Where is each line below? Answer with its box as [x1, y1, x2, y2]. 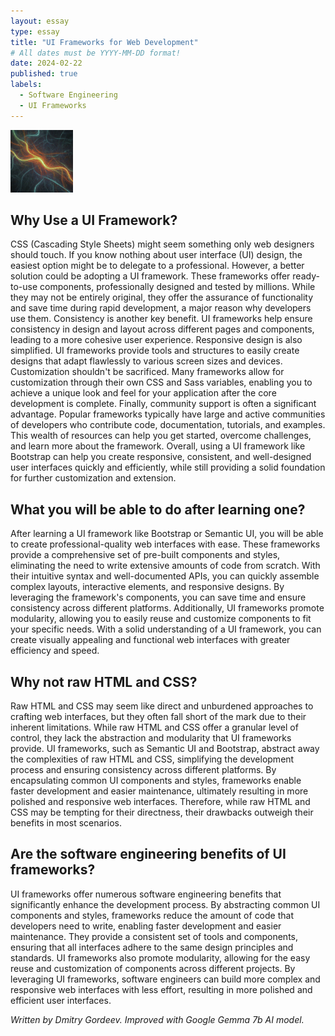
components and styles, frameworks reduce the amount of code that [10, 909, 294, 921]
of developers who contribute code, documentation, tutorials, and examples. [10, 419, 326, 431]
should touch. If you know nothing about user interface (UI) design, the [10, 249, 303, 261]
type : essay [10, 26, 60, 37]
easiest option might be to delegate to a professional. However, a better [10, 260, 305, 272]
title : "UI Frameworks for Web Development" [10, 37, 199, 47]
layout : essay [10, 16, 70, 26]
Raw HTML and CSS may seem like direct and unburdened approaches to [10, 700, 314, 712]
